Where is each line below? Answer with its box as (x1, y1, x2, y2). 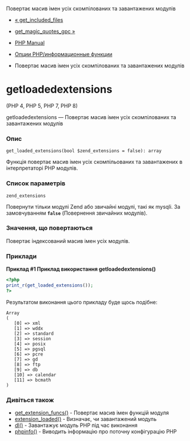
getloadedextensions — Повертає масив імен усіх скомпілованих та (6, 113, 176, 120)
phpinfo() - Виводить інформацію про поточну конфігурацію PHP (14, 428, 177, 435)
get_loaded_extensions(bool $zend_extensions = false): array (6, 148, 162, 154)
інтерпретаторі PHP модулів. (6, 164, 78, 172)
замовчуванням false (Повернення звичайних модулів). (6, 209, 148, 216)
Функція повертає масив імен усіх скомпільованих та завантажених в (6, 159, 183, 166)
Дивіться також (6, 396, 54, 404)
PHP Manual (14, 40, 45, 46)
